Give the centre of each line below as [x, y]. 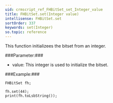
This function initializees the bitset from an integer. [56, 46]
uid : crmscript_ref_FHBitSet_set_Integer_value [54, 9]
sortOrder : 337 [20, 23]
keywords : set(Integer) [29, 28]
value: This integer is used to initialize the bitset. [60, 65]
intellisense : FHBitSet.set [33, 18]
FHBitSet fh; [18, 83]
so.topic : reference [26, 32]
